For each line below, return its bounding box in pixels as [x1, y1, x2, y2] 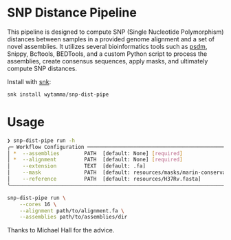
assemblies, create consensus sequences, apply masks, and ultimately [7, 57, 208, 65]
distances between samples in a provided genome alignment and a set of [7, 34, 215, 43]
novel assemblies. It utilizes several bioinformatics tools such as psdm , [7, 42, 208, 50]
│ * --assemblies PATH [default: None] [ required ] [7, 150, 184, 157]
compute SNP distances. [7, 64, 78, 72]
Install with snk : [7, 77, 52, 86]
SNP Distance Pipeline [7, 5, 137, 21]
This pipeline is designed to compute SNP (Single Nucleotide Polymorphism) [7, 28, 224, 36]
